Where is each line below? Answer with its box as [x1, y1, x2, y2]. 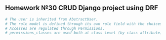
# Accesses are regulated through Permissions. [5, 26, 105, 31]
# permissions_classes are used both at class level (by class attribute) [5, 30, 163, 36]
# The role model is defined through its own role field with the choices [5, 21, 163, 26]
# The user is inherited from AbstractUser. [5, 17, 98, 21]
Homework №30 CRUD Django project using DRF [5, 4, 158, 12]
